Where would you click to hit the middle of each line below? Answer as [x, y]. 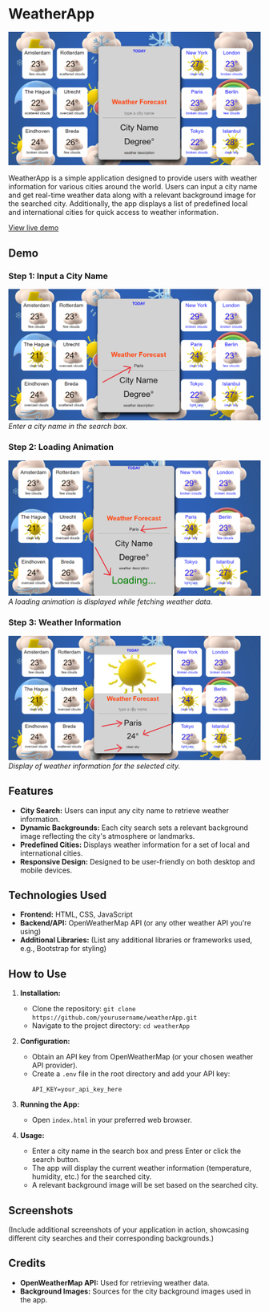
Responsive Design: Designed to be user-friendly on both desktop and [137, 861]
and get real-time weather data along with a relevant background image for [132, 195]
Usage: [32, 1136]
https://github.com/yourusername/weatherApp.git [114, 1018]
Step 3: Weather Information [65, 622]
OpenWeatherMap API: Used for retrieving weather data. [114, 1282]
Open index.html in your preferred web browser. [112, 1120]
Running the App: [50, 1104]
